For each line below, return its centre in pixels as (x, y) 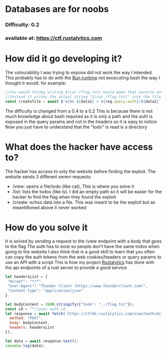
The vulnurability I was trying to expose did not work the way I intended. (79, 72)
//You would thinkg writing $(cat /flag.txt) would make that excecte (80, 92)
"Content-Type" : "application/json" (45, 291)
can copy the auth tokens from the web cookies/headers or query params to (83, 257)
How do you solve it (46, 227)
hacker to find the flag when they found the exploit (64, 197)
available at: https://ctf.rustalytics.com (54, 38)
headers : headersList (32, 328)
